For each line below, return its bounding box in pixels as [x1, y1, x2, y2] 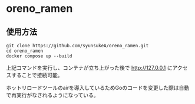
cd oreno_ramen [6, 48, 44, 54]
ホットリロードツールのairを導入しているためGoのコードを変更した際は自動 [6, 84, 190, 91]
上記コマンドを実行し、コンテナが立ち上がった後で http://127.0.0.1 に [6, 64, 173, 71]
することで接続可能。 [11, 71, 63, 79]
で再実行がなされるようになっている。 [6, 92, 99, 99]
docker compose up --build [6, 53, 72, 59]
